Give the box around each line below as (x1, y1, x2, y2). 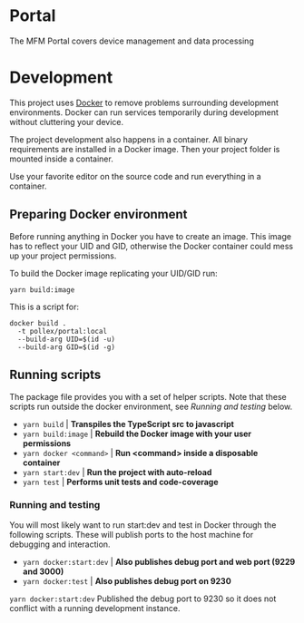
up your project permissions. (9, 250, 117, 261)
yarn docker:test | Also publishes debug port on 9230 (22, 575, 231, 586)
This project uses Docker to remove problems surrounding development (9, 97, 279, 108)
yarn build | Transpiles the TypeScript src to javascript (22, 418, 234, 429)
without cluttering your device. (9, 116, 124, 127)
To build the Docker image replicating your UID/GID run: (9, 268, 218, 278)
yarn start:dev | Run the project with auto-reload (22, 466, 212, 477)
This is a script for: (9, 301, 80, 312)
